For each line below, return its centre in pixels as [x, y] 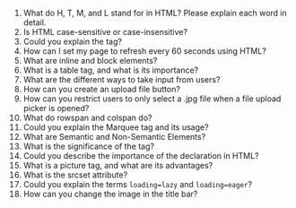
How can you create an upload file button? [101, 89]
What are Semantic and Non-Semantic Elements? [114, 137]
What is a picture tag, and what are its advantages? [118, 165]
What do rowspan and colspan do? [87, 117]
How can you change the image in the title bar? [110, 194]
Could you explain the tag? [72, 41]
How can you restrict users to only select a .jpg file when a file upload [152, 99]
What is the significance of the [80, 146]
